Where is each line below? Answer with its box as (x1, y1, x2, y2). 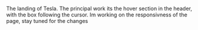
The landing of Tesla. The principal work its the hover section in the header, (6, 5, 193, 12)
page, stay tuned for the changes (6, 18, 89, 24)
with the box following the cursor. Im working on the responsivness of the (6, 11, 187, 18)
